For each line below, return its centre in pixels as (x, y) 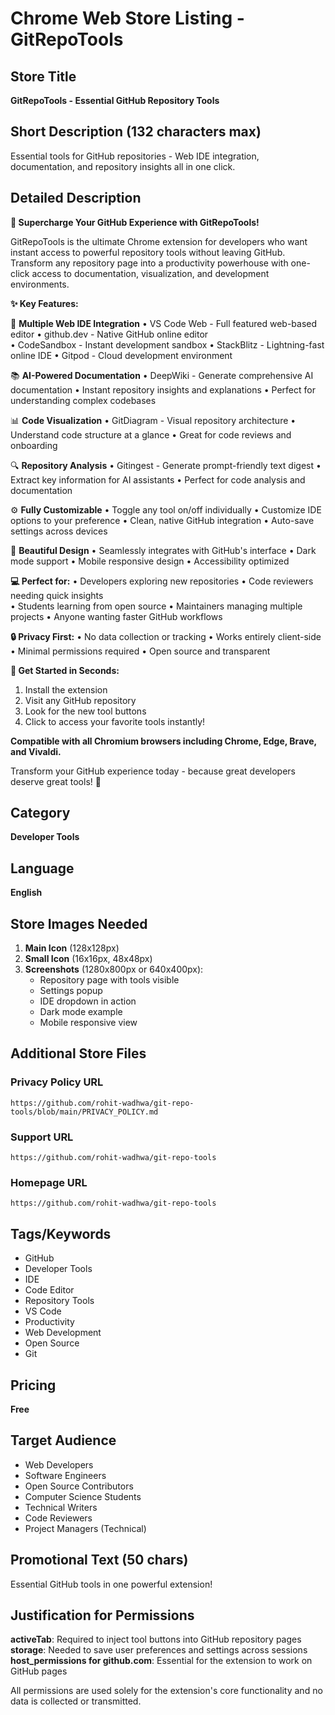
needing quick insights (57, 595)
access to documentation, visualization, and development (150, 273)
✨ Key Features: (44, 303)
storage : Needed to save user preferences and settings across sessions (159, 1650)
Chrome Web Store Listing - (127, 18)
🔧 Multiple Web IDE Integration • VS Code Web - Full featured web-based (164, 323)
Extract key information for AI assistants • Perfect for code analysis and (158, 479)
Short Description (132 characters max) (136, 132)
